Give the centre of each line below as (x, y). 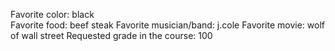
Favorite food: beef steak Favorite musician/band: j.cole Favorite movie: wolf (167, 25)
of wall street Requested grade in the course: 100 (111, 35)
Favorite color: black (52, 14)
